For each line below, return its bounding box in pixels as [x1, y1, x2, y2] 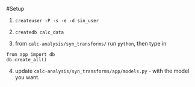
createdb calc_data [14, 29, 64, 35]
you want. [14, 74, 40, 80]
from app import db [6, 52, 55, 58]
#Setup [6, 5, 25, 12]
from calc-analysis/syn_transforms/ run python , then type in [14, 40, 167, 47]
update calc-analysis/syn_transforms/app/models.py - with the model [14, 67, 190, 74]
